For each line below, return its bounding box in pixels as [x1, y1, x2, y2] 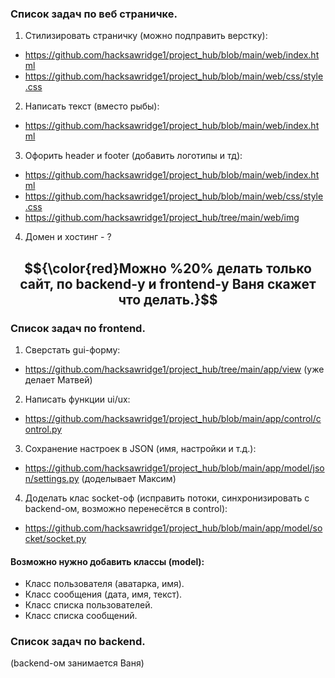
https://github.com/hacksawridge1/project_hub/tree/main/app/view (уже [24, 363, 325, 375]
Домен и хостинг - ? [24, 231, 112, 243]
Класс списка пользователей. [24, 599, 153, 611]
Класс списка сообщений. [24, 610, 138, 622]
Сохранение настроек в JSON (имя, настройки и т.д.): [24, 442, 257, 454]
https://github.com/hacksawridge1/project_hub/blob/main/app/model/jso [24, 462, 325, 474]
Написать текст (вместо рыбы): [24, 100, 160, 112]
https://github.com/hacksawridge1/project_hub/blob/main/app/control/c [24, 412, 322, 424]
